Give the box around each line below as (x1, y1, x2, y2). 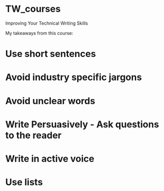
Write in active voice (5, 152, 95, 164)
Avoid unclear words (5, 95, 96, 107)
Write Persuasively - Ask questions (5, 119, 159, 130)
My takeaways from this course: (5, 30, 74, 36)
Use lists (5, 177, 43, 188)
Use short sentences (5, 48, 96, 60)
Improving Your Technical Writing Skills (5, 20, 88, 26)
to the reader (5, 129, 62, 141)
